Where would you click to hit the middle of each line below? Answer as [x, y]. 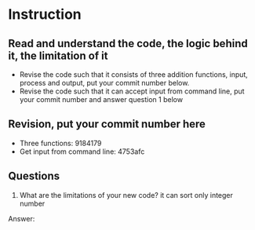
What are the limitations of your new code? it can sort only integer [126, 195]
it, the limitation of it [58, 55]
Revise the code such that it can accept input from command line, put [132, 91]
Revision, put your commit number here [107, 124]
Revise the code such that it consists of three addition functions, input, [134, 75]
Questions [34, 176]
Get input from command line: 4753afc [82, 152]
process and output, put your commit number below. [104, 83]
